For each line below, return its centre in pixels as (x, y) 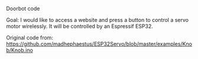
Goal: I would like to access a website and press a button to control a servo (98, 20)
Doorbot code (23, 9)
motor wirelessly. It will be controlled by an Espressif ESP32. (80, 26)
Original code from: (30, 37)
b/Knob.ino (20, 50)
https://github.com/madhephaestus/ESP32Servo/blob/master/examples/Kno (99, 44)
